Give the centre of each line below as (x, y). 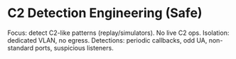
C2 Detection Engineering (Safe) (105, 13)
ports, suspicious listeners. (74, 48)
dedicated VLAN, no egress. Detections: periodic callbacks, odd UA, (107, 40)
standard (21, 48)
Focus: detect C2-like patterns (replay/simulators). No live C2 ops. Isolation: (118, 33)
